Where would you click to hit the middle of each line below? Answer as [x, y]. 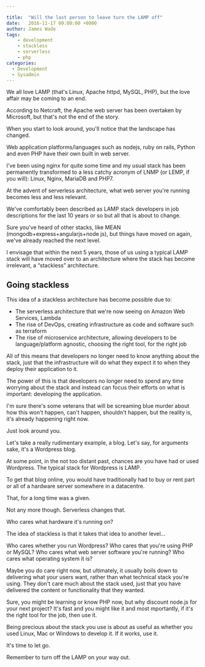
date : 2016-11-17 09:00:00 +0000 [52, 23]
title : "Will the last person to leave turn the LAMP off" [85, 17]
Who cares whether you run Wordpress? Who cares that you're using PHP [100, 546]
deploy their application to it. [42, 369]
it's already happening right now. [48, 419]
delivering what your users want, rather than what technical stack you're [98, 577]
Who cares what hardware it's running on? [60, 522]
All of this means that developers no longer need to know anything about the [103, 356]
